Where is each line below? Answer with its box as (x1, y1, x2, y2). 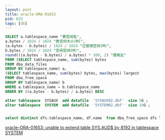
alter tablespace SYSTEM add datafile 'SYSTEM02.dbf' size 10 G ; (5, 103, 151, 108)
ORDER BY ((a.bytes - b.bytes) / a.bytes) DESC (5, 89, 105, 94)
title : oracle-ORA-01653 (5, 12, 56, 17)
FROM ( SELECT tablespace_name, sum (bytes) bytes (5, 57, 107, 62)
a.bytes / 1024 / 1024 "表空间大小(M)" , (5, 39, 85, 44)
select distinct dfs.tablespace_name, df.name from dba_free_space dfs (5, 116, 157, 121)
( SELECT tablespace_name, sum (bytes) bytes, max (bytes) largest (5, 71, 139, 76)
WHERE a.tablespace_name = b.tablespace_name (5, 84, 100, 89)
